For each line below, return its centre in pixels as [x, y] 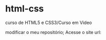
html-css [24, 9]
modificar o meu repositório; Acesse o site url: [54, 32]
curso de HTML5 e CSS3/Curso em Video [49, 22]
